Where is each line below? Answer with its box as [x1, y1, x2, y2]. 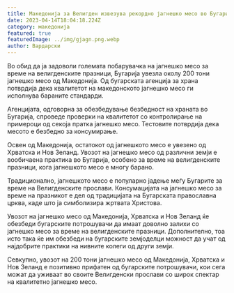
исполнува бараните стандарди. [7, 91, 104, 100]
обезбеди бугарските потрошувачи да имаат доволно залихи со [7, 220, 200, 227]
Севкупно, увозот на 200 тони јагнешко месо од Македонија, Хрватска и [7, 255, 225, 264]
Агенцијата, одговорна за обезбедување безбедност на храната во [7, 105, 208, 113]
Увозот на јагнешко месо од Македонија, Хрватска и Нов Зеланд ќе [7, 212, 210, 220]
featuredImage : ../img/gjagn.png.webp [7, 36, 120, 43]
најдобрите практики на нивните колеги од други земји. [7, 242, 174, 250]
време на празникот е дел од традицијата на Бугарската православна [7, 191, 217, 200]
